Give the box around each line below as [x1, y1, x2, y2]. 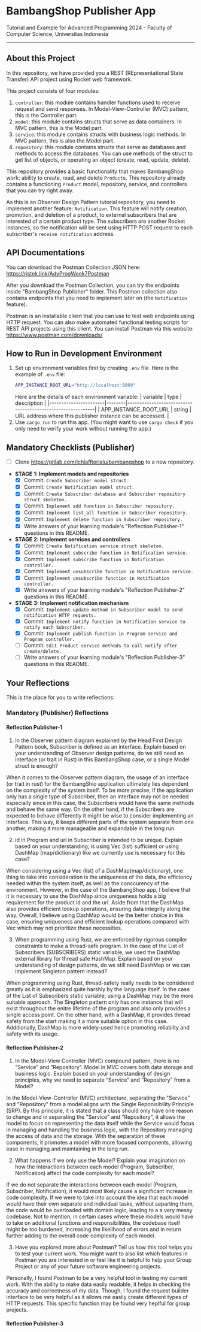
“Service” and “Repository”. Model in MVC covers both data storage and [14, 1064, 193, 1071]
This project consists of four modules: [6, 87, 100, 94]
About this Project [6, 53, 75, 63]
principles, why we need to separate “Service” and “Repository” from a [14, 1076, 190, 1083]
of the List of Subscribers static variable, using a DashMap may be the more [6, 992, 194, 1000]
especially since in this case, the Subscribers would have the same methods [6, 800, 194, 807]
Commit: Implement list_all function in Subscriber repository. [23, 509, 188, 516]
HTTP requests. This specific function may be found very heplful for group [6, 1300, 190, 1307]
